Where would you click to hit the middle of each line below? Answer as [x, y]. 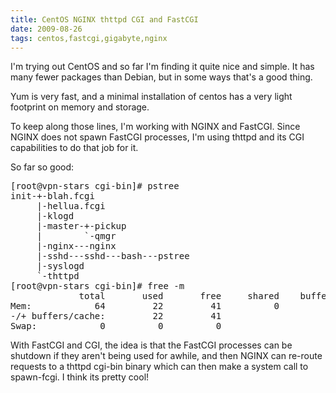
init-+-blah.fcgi [52, 196]
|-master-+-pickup [81, 226]
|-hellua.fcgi [71, 206]
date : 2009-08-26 [46, 29]
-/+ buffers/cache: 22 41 [116, 316]
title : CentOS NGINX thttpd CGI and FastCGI [104, 19]
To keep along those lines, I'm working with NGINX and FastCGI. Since [155, 127]
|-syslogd [60, 266]
